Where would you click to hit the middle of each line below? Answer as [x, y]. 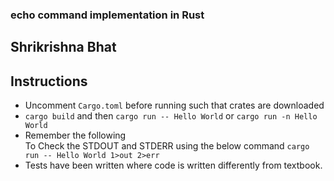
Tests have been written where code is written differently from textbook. [173, 165]
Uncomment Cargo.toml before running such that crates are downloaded [174, 105]
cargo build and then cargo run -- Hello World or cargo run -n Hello [171, 116]
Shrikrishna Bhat [63, 47]
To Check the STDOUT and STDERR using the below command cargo [167, 146]
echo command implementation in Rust [107, 15]
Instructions [49, 81]
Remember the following [75, 135]
